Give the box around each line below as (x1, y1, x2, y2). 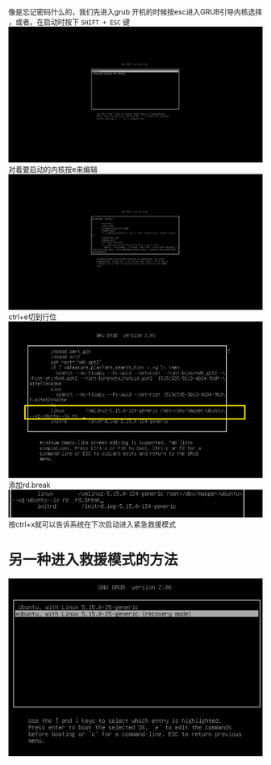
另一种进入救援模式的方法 (8, 551, 179, 570)
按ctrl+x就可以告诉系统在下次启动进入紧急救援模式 (8, 519, 177, 529)
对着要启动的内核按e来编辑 (8, 165, 98, 174)
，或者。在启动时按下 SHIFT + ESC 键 (8, 17, 131, 27)
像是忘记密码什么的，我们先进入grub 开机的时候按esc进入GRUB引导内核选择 (8, 7, 263, 16)
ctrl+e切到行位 (8, 312, 56, 322)
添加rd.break (8, 480, 51, 490)
